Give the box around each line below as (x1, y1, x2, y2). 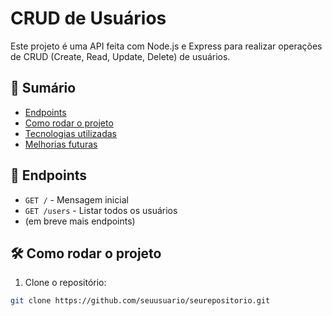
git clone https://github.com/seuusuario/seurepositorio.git (10, 296, 271, 306)
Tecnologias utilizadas (24, 127, 117, 139)
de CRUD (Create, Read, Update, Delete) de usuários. (10, 50, 231, 62)
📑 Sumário (10, 80, 77, 97)
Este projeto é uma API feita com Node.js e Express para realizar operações (10, 40, 323, 52)
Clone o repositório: (24, 277, 107, 289)
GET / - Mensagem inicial (24, 193, 129, 206)
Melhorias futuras (24, 138, 98, 150)
